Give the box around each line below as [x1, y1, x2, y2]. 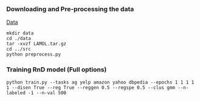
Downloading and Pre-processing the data [6, 5, 134, 13]
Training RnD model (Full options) [6, 65, 107, 74]
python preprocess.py [6, 51, 61, 57]
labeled [6, 90, 26, 96]
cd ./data [6, 36, 32, 42]
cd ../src [6, 46, 32, 53]
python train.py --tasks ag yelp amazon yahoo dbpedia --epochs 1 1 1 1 [6, 79, 195, 85]
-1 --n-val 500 [28, 90, 67, 96]
